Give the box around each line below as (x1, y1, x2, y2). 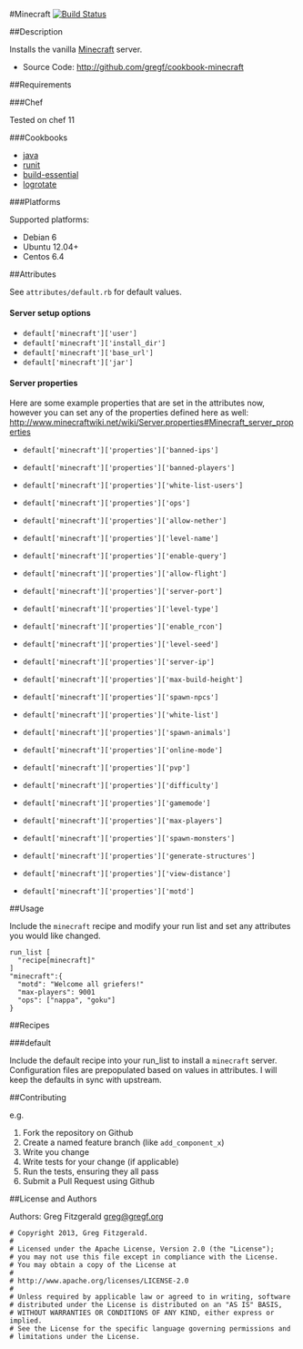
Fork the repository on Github (22, 1128, 134, 1139)
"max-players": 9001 (17, 988, 96, 997)
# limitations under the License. (9, 1333, 141, 1342)
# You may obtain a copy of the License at (9, 1261, 177, 1270)
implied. (9, 1316, 43, 1325)
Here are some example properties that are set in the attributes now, (9, 397, 266, 409)
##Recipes (9, 1020, 50, 1031)
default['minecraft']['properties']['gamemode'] (22, 799, 211, 808)
